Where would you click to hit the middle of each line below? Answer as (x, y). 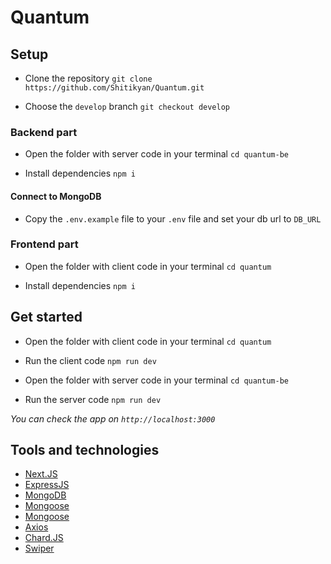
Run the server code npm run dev (93, 399)
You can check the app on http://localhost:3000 (113, 418)
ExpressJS (47, 485)
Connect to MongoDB (56, 196)
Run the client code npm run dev (90, 360)
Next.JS (41, 474)
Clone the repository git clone (88, 78)
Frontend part (44, 244)
